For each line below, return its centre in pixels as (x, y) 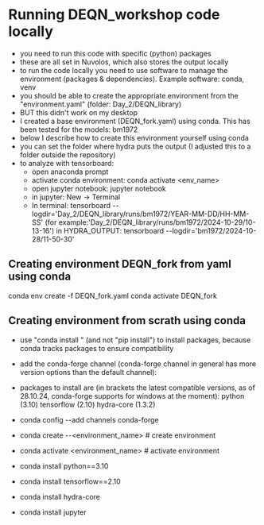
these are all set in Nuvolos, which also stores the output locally (124, 62)
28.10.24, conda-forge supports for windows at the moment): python (132, 396)
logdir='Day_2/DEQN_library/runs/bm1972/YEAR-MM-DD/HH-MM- (140, 214)
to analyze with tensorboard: (66, 163)
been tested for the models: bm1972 (79, 129)
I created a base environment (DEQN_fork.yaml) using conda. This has (135, 121)
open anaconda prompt (70, 172)
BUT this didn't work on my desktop (78, 112)
